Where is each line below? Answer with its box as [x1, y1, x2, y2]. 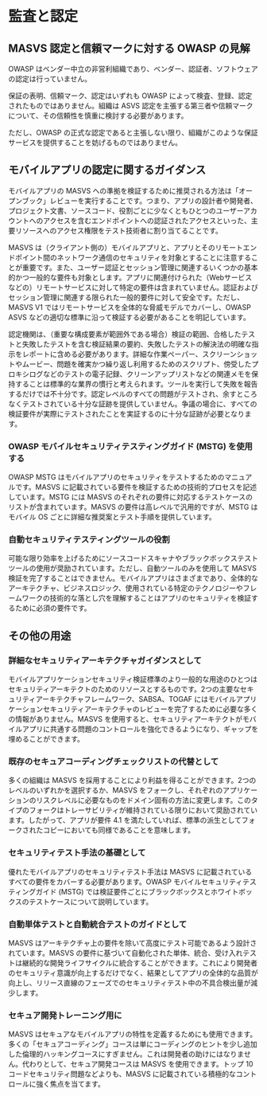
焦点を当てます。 [49, 1079, 105, 1089]
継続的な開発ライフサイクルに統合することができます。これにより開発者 [21, 957, 258, 968]
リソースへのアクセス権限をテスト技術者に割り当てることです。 [14, 225, 222, 235]
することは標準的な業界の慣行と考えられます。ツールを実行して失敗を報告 [14, 379, 258, 389]
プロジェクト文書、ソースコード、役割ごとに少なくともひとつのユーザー [8, 205, 244, 215]
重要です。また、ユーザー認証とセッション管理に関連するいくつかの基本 [21, 262, 258, 272]
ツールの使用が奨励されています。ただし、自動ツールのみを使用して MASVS [8, 563, 257, 573]
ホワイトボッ [210, 887, 253, 896]
